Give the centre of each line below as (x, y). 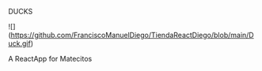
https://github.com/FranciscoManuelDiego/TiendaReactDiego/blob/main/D (133, 35)
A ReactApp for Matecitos (50, 59)
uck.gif (20, 43)
